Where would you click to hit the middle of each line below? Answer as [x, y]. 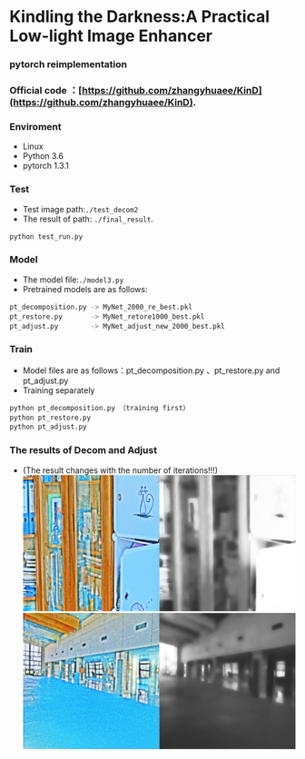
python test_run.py [46, 237]
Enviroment [35, 126]
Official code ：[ [46, 91]
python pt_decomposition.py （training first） [100, 408]
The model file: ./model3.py [73, 280]
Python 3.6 [43, 156]
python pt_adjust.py [49, 427]
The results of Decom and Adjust [83, 450]
